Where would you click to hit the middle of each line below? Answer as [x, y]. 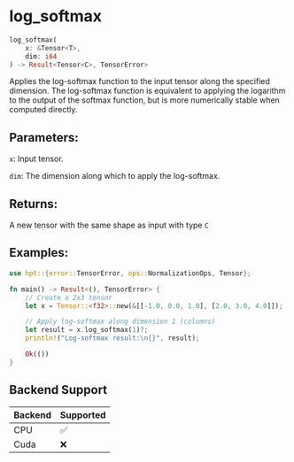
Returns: [34, 204]
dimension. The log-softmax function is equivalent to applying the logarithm [147, 91]
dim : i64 [41, 56]
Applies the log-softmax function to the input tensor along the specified [139, 81]
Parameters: [44, 138]
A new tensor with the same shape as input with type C [109, 225]
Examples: [39, 253]
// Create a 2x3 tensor [69, 297]
